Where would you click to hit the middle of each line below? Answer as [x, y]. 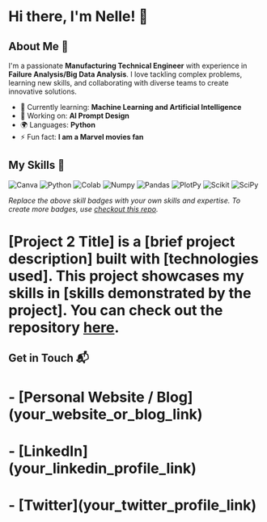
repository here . [64, 327]
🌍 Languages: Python [57, 125]
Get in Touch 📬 [49, 358]
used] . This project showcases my [126, 276]
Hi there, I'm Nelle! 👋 [78, 17]
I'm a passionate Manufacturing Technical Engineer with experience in [128, 65]
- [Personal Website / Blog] [101, 397]
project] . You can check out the [116, 310]
